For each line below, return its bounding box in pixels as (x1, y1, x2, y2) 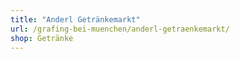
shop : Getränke (10, 33, 74, 43)
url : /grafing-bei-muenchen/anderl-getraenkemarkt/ (10, 24, 230, 34)
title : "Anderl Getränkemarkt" (10, 14, 141, 25)
